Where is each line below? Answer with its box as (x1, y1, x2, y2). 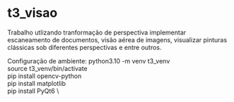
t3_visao (7, 5, 58, 21)
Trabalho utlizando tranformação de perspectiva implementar (7, 28, 187, 37)
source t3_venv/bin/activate (7, 64, 88, 72)
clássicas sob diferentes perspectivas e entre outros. (7, 43, 162, 51)
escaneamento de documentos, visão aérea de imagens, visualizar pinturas (7, 35, 228, 44)
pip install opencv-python (7, 72, 82, 80)
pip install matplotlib (7, 79, 66, 87)
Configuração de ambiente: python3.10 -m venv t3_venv (7, 56, 170, 65)
